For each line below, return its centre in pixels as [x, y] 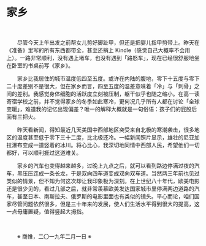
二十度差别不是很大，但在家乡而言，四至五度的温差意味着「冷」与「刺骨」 [100, 86]
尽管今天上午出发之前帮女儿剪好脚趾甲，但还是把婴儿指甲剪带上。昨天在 [109, 42]
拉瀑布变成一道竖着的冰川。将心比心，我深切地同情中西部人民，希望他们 [97, 145]
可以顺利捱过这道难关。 [52, 152]
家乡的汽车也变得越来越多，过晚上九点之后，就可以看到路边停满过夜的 [106, 165]
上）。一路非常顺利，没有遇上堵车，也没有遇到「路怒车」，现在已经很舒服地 [100, 58]
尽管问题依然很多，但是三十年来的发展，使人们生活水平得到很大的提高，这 [105, 204]
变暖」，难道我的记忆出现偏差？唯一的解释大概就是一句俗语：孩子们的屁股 [99, 109]
